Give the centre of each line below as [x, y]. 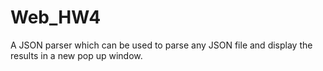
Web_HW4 [56, 17]
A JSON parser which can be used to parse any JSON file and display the [161, 45]
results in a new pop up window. [76, 55]
